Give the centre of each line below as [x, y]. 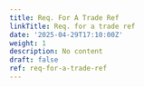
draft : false [34, 60]
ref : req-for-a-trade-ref [58, 69]
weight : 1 [28, 43]
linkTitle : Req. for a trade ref [72, 26]
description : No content [56, 52]
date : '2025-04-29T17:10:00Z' [67, 34]
